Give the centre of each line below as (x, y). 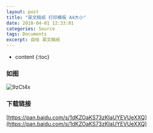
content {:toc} (32, 57)
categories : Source (31, 29)
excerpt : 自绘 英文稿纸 (33, 40)
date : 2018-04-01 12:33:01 (40, 23)
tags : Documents (27, 34)
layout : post (23, 12)
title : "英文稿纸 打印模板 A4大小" (46, 17)
